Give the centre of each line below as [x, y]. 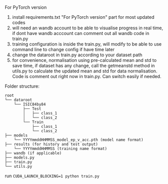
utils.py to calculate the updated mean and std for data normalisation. [85, 71]
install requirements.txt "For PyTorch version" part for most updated [83, 17]
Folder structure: [22, 86]
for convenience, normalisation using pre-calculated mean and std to [84, 60]
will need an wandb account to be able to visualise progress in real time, [88, 28]
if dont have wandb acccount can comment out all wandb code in [80, 33]
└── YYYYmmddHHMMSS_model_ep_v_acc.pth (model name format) [79, 140]
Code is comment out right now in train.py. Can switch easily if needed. [87, 76]
